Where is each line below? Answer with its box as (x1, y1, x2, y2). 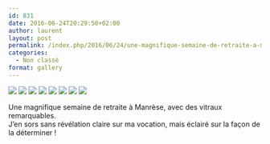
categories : (8, 49, 48, 57)
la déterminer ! (8, 127, 57, 137)
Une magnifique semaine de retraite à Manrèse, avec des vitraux (8, 102, 223, 112)
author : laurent (8, 26, 63, 34)
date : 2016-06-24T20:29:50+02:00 (8, 19, 121, 27)
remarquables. (8, 110, 56, 120)
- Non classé (15, 57, 59, 65)
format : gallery (8, 64, 63, 72)
